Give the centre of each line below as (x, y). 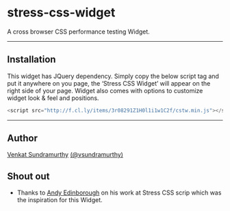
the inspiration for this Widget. (60, 200)
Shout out (28, 176)
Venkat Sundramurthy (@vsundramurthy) (65, 155)
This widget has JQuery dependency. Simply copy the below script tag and (113, 76)
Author (22, 138)
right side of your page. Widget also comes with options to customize (105, 90)
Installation (31, 60)
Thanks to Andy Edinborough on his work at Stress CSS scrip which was (119, 193)
